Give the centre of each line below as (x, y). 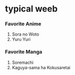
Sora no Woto (25, 34)
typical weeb (31, 9)
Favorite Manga (24, 52)
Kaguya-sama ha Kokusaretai (41, 67)
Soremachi (23, 62)
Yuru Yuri (21, 39)
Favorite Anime (23, 24)
